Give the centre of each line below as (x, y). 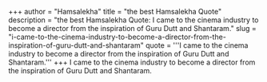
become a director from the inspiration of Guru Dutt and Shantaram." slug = (133, 28)
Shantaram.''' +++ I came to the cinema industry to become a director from (132, 62)
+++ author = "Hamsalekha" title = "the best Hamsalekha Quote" (115, 12)
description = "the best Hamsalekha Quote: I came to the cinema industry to (133, 20)
